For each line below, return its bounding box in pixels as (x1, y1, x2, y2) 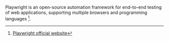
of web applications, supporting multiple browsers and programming (5, 9, 147, 15)
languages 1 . (5, 15, 31, 21)
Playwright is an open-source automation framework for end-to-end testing (5, 4, 162, 10)
